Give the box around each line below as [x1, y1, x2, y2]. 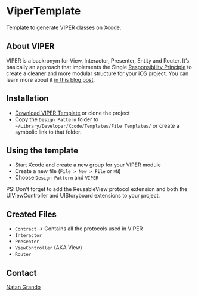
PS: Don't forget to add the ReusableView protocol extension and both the [6, 186, 188, 193]
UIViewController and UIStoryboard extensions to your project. [6, 192, 160, 199]
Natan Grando [6, 283, 41, 291]
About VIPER [6, 41, 55, 51]
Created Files [6, 209, 57, 219]
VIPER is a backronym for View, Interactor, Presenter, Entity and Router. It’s [6, 57, 190, 64]
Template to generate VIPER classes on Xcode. [6, 24, 122, 31]
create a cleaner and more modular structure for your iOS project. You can [6, 70, 189, 77]
